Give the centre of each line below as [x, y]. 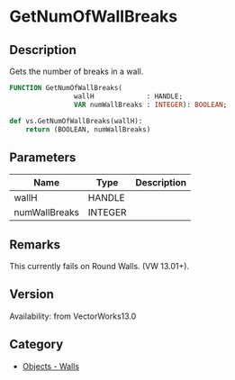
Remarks [35, 244]
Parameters [43, 157]
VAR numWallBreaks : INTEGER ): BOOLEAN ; [150, 104]
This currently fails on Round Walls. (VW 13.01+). [99, 266]
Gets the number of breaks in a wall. [77, 71]
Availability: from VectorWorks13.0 [73, 316]
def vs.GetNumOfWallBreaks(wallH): [76, 121]
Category [36, 344]
